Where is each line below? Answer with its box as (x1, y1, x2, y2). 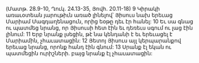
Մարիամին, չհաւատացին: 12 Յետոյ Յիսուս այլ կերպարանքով (5, 37, 181, 44)
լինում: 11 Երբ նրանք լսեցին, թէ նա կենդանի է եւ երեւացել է (5, 31, 173, 38)
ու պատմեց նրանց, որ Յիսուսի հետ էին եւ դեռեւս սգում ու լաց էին (5, 24, 193, 31)
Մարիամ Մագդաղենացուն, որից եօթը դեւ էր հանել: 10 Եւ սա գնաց (5, 18, 194, 25)
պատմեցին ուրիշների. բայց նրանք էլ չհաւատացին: (5, 50, 153, 56)
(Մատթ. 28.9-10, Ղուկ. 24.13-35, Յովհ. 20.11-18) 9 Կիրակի (5, 5, 160, 12)
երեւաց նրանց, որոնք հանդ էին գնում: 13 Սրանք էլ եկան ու (5, 43, 172, 50)
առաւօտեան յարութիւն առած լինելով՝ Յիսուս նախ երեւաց (5, 11, 173, 19)
